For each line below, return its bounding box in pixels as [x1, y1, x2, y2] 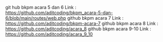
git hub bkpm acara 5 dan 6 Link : [5, 5, 77, 10]
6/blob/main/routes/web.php [5, 15, 66, 21]
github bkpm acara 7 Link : [67, 15, 124, 21]
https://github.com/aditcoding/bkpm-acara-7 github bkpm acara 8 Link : [5, 20, 158, 26]
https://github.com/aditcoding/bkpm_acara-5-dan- [5, 10, 113, 16]
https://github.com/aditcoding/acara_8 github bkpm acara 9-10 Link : [5, 26, 152, 32]
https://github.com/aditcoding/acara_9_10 [5, 31, 93, 37]
